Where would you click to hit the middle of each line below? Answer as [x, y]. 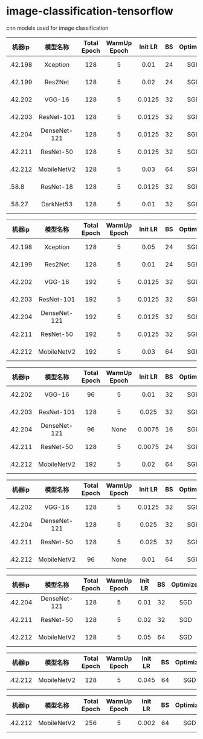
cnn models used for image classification [57, 28]
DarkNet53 [57, 204]
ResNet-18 [57, 186]
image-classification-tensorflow [90, 11]
